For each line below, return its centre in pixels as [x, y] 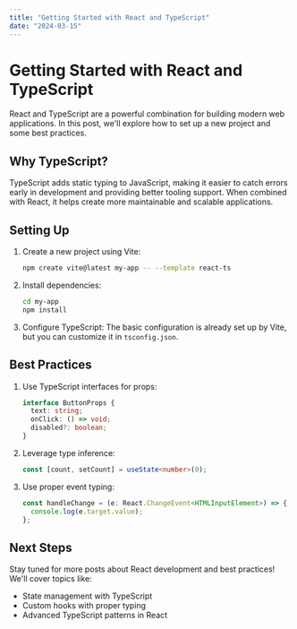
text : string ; [57, 411]
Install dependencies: [62, 285]
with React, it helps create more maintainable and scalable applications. [141, 202]
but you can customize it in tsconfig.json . [100, 336]
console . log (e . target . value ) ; [87, 512]
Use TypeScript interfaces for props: [89, 386]
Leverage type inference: [68, 452]
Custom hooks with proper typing [84, 606]
